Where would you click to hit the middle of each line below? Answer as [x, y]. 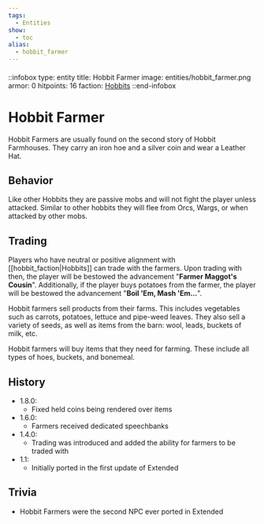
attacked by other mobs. [48, 216]
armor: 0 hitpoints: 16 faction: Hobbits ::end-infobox [92, 85]
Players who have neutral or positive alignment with [92, 260]
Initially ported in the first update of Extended [105, 467]
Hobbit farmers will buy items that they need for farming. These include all [129, 349]
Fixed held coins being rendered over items [102, 409]
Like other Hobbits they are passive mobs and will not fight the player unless [132, 199]
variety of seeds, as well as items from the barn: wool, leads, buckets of [125, 325]
